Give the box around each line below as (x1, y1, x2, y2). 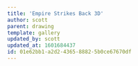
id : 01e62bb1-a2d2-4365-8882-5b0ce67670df (7, 49, 132, 56)
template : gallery (7, 29, 60, 36)
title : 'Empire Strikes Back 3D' (7, 10, 104, 17)
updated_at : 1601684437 (7, 42, 76, 49)
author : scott (7, 16, 49, 23)
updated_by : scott (7, 36, 60, 43)
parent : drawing (7, 23, 54, 30)
